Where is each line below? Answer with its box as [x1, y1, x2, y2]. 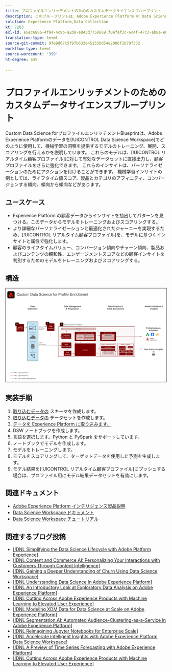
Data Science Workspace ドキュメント [12, 510, 94, 516]
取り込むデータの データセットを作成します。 [12, 414, 108, 420]
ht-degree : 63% [5, 57, 38, 62]
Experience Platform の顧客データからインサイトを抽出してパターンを [12, 213, 160, 219]
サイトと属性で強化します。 [12, 238, 71, 245]
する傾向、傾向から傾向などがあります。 [18, 181, 104, 188]
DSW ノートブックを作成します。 [12, 427, 83, 433]
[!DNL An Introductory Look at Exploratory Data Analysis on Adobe [12, 584, 153, 590]
